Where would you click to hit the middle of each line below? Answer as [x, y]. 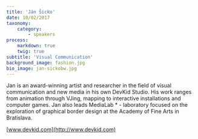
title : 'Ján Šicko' [31, 12]
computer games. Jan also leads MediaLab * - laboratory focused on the [97, 105]
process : [17, 40]
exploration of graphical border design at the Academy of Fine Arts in [93, 111]
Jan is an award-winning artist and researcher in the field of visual [89, 86]
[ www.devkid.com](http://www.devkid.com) [61, 130]
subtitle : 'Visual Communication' [50, 57]
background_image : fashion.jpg [46, 63]
